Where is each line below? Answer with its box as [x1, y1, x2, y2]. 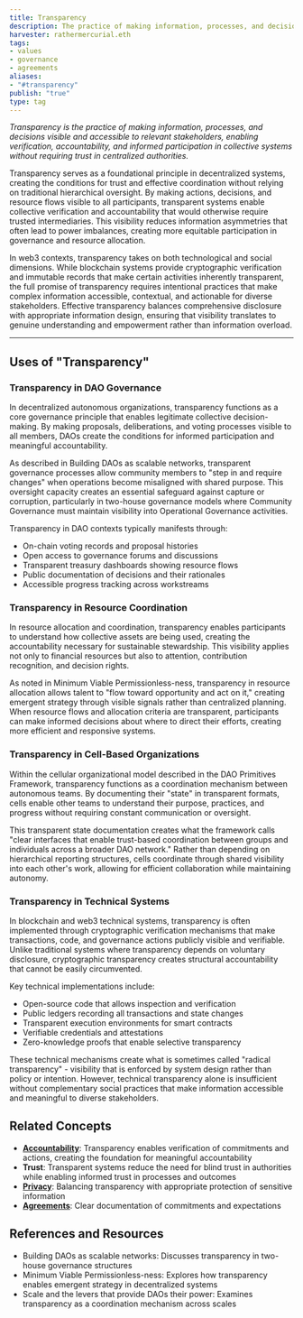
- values [9, 47, 42, 56]
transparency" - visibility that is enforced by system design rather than [9, 1064, 272, 1074]
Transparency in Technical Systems [9, 895, 170, 908]
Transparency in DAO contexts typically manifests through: [9, 523, 228, 534]
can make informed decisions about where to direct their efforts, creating [9, 716, 281, 727]
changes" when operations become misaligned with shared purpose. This [9, 477, 284, 488]
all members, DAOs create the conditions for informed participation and [9, 430, 275, 442]
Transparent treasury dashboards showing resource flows [22, 560, 239, 571]
